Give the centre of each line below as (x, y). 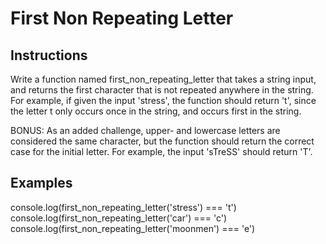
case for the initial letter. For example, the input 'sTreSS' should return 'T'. (161, 151)
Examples (41, 183)
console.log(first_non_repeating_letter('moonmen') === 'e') (133, 228)
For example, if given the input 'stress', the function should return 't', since (163, 100)
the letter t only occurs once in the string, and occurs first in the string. (156, 111)
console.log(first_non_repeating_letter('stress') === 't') (123, 207)
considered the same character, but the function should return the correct (162, 141)
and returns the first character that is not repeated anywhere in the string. (162, 90)
